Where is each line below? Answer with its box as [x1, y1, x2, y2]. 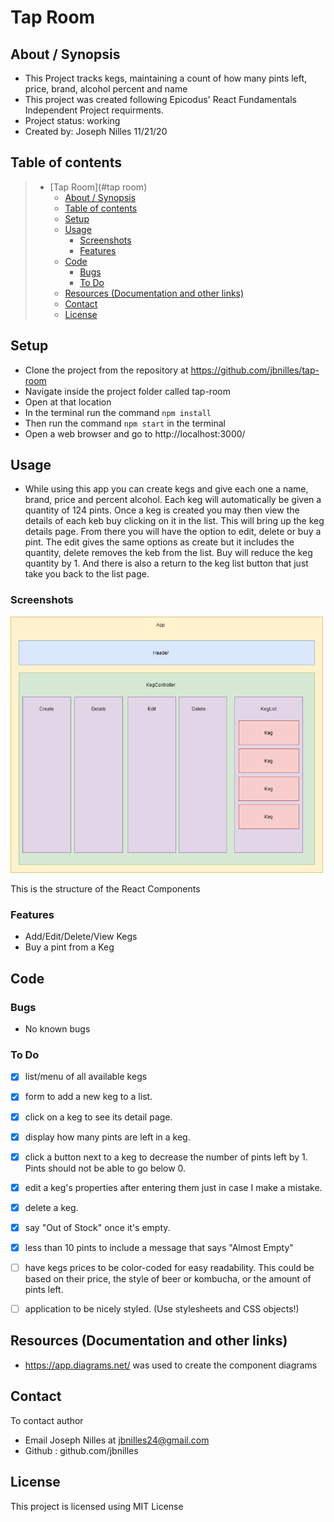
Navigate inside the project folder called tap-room [24, 385, 231, 397]
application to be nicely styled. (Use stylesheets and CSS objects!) [24, 1303, 300, 1315]
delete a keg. [24, 1201, 79, 1213]
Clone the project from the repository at [24, 364, 189, 376]
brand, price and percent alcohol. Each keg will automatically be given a [24, 494, 322, 506]
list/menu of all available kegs [24, 1071, 148, 1083]
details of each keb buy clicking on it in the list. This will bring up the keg [24, 515, 325, 527]
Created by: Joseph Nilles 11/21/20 [24, 126, 168, 137]
